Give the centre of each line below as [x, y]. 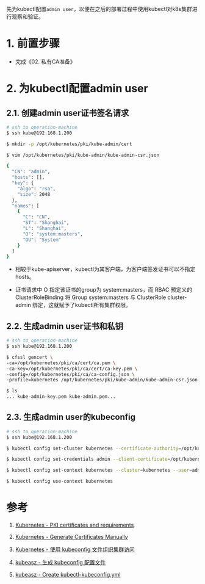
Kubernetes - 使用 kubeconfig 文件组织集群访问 [75, 549]
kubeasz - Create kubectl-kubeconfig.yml [68, 575]
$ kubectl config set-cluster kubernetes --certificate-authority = [94, 448]
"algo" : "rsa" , [37, 189]
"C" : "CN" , [36, 217]
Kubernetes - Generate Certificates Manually [71, 537]
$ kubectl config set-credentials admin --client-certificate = [88, 460]
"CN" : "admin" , [31, 172]
